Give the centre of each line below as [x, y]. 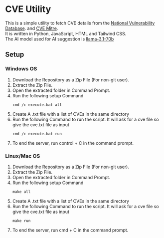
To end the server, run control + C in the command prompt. [73, 143]
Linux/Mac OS [23, 156]
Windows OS [21, 69]
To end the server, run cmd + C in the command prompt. [70, 230]
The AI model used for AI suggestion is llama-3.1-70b [60, 39]
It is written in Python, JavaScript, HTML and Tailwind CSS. [66, 33]
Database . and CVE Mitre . [32, 28]
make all [21, 192]
